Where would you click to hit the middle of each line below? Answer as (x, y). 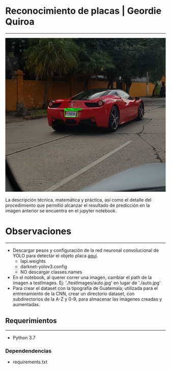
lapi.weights (33, 261)
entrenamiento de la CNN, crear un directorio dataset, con (74, 294)
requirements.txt (30, 362)
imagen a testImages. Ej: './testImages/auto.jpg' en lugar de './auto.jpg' (87, 283)
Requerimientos (31, 321)
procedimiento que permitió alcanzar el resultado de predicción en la (78, 205)
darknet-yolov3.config (44, 267)
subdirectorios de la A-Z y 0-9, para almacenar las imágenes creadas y (87, 299)
